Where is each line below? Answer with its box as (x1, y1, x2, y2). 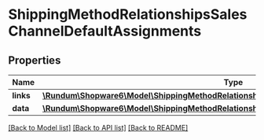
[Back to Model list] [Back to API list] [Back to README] (8, 123, 189, 132)
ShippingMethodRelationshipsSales (8, 6, 247, 24)
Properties (8, 53, 61, 67)
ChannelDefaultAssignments (8, 22, 202, 40)
